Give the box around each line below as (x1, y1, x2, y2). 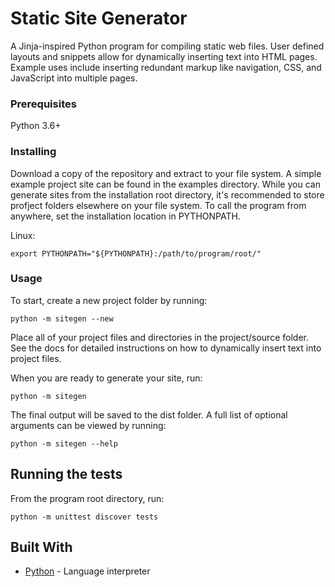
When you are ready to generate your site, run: (10, 372, 203, 384)
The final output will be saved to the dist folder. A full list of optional (10, 408, 288, 421)
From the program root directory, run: (10, 492, 165, 504)
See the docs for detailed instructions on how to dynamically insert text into (10, 342, 322, 354)
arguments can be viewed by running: (10, 419, 167, 431)
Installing (10, 145, 57, 159)
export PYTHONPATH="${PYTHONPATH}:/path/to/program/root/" (10, 248, 262, 259)
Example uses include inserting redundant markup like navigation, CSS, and (10, 61, 322, 73)
